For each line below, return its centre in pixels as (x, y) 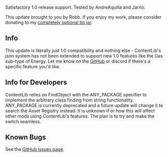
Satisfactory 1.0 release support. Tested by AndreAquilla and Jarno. (75, 7)
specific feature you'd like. (33, 66)
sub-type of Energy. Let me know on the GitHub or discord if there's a (78, 61)
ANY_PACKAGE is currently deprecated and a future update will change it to (84, 105)
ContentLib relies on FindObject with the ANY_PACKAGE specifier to (76, 94)
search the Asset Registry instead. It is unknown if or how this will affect (80, 111)
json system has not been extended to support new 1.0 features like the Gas (84, 56)
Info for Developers (36, 83)
